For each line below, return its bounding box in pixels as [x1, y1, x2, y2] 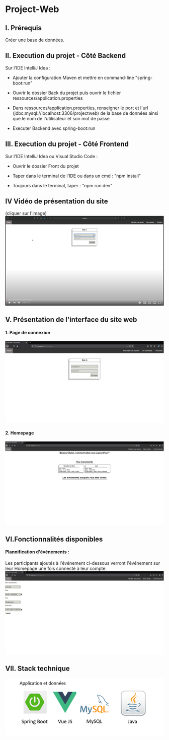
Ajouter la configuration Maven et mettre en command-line [12, 75, 134, 81]
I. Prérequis [5, 24, 42, 32]
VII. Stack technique [5, 664, 70, 673]
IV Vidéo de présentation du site [5, 197, 108, 206]
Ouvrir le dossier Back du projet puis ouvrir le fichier [12, 90, 121, 96]
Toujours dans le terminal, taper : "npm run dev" [12, 182, 113, 188]
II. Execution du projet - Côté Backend [5, 51, 126, 60]
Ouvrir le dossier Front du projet [12, 163, 79, 169]
